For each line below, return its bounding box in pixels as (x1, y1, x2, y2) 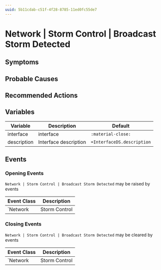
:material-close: (91, 131, 131, 137)
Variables (5, 108, 35, 116)
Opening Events (5, 170, 44, 177)
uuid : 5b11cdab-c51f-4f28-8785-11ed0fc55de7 (5, 7, 97, 12)
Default (112, 122, 130, 129)
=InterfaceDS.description (91, 139, 151, 145)
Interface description (38, 138, 86, 145)
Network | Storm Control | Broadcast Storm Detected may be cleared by (5, 232, 153, 238)
